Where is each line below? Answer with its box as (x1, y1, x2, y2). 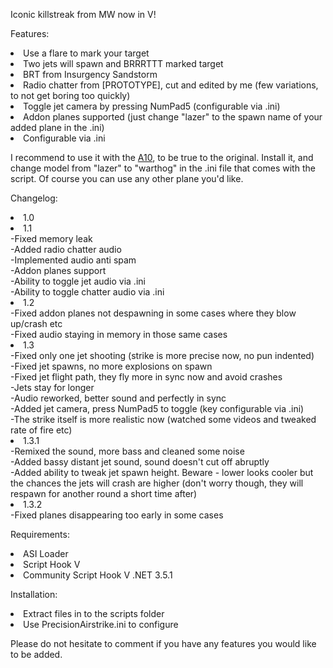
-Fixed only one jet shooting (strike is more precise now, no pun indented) (10, 350, 315, 361)
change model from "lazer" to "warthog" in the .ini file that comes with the (10, 162, 316, 174)
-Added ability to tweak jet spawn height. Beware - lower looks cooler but (10, 467, 314, 478)
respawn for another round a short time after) (10, 488, 198, 499)
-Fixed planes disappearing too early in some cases (10, 509, 224, 521)
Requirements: (10, 529, 70, 540)
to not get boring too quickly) (10, 90, 131, 101)
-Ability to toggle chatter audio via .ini (10, 286, 165, 298)
